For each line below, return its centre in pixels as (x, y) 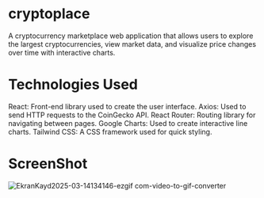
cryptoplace (49, 14)
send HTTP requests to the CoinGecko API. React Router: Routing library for (132, 115)
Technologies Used (73, 85)
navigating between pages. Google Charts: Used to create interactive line (128, 123)
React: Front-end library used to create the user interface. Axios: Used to (127, 106)
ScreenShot (48, 164)
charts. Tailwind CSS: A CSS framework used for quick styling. (110, 131)
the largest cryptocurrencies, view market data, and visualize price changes (132, 44)
